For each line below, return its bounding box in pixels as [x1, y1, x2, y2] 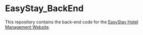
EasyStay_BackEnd [5, 3, 84, 14]
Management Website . [5, 24, 50, 30]
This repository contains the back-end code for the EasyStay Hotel [5, 19, 139, 25]
